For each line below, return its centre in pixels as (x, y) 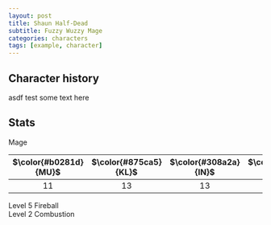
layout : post (30, 16)
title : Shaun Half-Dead (48, 23)
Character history (54, 78)
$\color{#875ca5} (127, 162)
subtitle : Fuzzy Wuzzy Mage (56, 31)
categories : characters (48, 38)
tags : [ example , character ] (56, 46)
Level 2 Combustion (42, 214)
